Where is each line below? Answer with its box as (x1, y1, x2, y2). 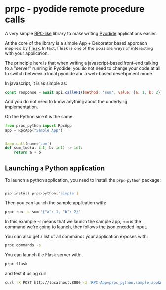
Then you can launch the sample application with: (5, 199, 106, 206)
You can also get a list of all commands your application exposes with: (5, 233, 148, 239)
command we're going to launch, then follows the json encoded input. (5, 224, 147, 230)
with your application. (5, 50, 49, 56)
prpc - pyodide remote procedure (5, 3, 145, 15)
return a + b (14, 150, 41, 155)
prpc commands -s (5, 242, 41, 248)
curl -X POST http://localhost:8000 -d (5, 280, 87, 285)
